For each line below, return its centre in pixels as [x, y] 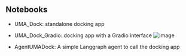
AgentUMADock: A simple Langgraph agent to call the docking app [97, 47]
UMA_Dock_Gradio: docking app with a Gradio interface [83, 35]
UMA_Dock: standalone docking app [60, 24]
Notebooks [27, 10]
